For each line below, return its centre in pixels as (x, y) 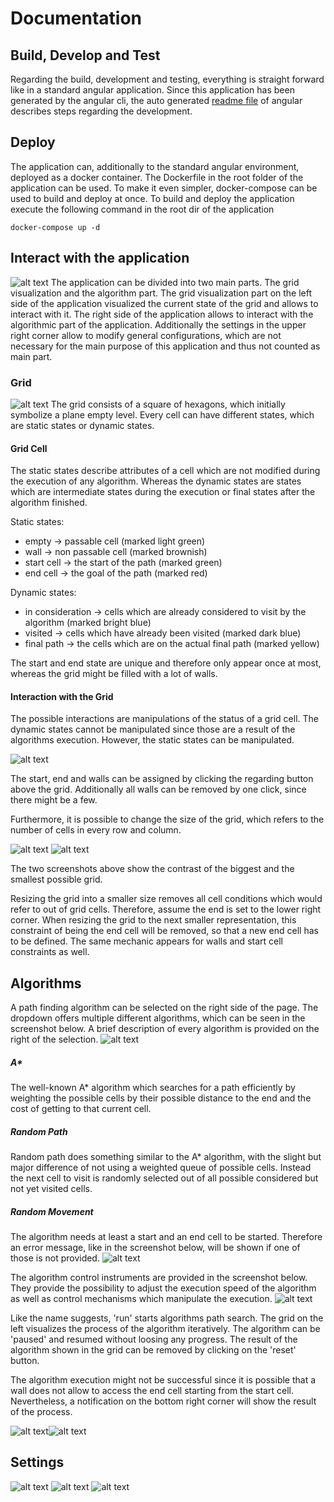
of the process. (41, 1412)
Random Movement (52, 1211)
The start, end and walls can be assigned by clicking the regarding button (162, 779)
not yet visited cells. (51, 1189)
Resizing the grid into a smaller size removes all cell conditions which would (166, 899)
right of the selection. (54, 1039)
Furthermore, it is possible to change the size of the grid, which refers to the (167, 819)
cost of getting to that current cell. (81, 1109)
